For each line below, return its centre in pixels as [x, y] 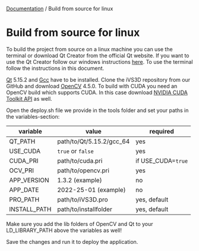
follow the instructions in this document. [55, 68]
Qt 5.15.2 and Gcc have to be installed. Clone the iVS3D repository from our [98, 79]
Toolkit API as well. [29, 98]
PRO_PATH [24, 199]
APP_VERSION [29, 180]
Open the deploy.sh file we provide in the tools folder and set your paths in [97, 110]
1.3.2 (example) [80, 180]
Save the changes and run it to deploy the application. [72, 241]
